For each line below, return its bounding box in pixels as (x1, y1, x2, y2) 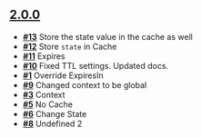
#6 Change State (22, 108, 87, 119)
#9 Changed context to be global (22, 79, 147, 90)
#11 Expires (22, 50, 66, 62)
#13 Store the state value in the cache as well (22, 31, 193, 42)
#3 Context (22, 89, 66, 100)
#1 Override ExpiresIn (22, 70, 104, 81)
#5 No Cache (22, 99, 73, 110)
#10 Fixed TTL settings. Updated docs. (22, 60, 169, 71)
